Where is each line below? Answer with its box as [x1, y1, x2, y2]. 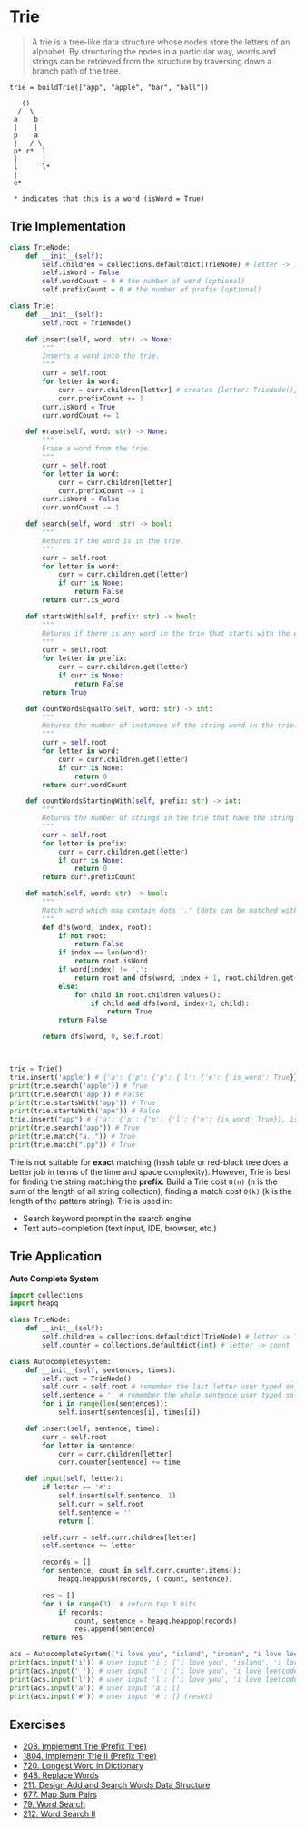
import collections [9, 1290, 84, 1299]
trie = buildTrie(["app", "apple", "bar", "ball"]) [9, 83, 209, 92]
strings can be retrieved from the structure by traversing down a [31, 55, 272, 66]
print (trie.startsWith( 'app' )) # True [9, 1098, 156, 1107]
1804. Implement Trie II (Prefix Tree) [22, 1751, 157, 1762]
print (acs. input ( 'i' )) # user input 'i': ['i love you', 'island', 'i [9, 1658, 282, 1667]
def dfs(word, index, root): [42, 923, 152, 932]
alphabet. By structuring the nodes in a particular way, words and [31, 45, 277, 56]
